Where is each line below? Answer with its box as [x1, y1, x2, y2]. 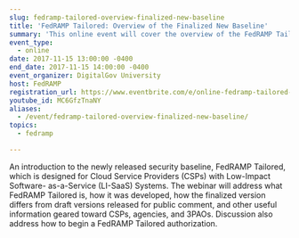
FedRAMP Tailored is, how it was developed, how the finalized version [9, 189, 266, 201]
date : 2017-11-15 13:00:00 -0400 [9, 54, 133, 63]
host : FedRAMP [9, 79, 62, 88]
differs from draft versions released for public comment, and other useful [9, 199, 278, 209]
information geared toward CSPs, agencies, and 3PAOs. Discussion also [9, 209, 273, 219]
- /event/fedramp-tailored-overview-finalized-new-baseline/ [17, 112, 249, 121]
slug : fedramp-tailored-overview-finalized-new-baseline [9, 12, 225, 22]
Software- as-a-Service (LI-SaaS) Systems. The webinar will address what [9, 180, 283, 191]
